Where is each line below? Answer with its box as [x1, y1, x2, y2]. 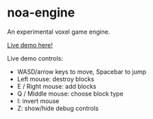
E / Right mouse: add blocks [16, 82, 97, 90]
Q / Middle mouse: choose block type [16, 89, 123, 98]
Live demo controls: [7, 54, 63, 63]
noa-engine [7, 5, 75, 21]
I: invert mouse [16, 96, 60, 105]
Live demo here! [7, 41, 53, 49]
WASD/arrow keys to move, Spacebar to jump [16, 67, 147, 76]
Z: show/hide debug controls [16, 104, 99, 112]
